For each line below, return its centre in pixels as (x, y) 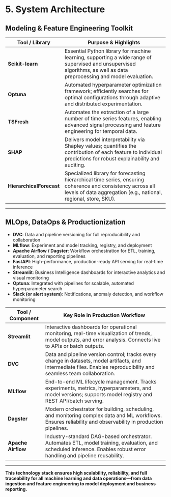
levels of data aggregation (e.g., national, (113, 192)
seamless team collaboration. (80, 373)
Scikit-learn (23, 64)
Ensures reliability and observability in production (104, 422)
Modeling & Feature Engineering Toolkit (69, 28)
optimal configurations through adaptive (112, 98)
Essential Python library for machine (108, 51)
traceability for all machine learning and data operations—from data (79, 478)
